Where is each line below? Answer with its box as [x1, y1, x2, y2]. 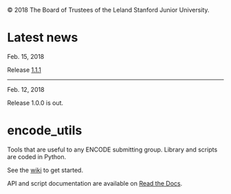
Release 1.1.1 [7, 65, 41, 74]
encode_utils [7, 123, 82, 138]
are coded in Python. [7, 152, 67, 160]
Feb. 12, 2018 [7, 85, 45, 93]
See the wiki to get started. [7, 166, 84, 174]
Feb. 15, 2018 [7, 52, 45, 60]
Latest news [7, 30, 78, 45]
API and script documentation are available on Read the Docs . [7, 179, 183, 187]
